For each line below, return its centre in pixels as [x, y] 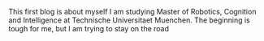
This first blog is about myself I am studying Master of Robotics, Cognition [132, 12]
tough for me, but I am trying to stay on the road [89, 29]
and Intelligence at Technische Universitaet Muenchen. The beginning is [129, 20]
